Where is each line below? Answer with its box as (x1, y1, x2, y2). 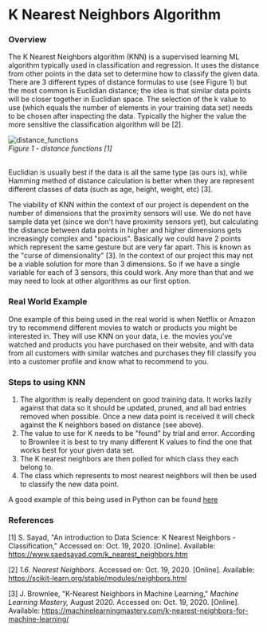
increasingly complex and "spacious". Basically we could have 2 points (8, 234, 241, 244)
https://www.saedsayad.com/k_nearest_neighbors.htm (8, 550, 189, 559)
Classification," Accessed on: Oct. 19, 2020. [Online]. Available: (8, 541, 216, 551)
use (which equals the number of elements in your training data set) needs (8, 103, 253, 112)
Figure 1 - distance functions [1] (8, 143, 112, 153)
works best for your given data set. (19, 446, 135, 455)
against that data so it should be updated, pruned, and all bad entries (19, 403, 247, 413)
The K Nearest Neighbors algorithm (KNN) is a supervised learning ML (8, 52, 240, 61)
